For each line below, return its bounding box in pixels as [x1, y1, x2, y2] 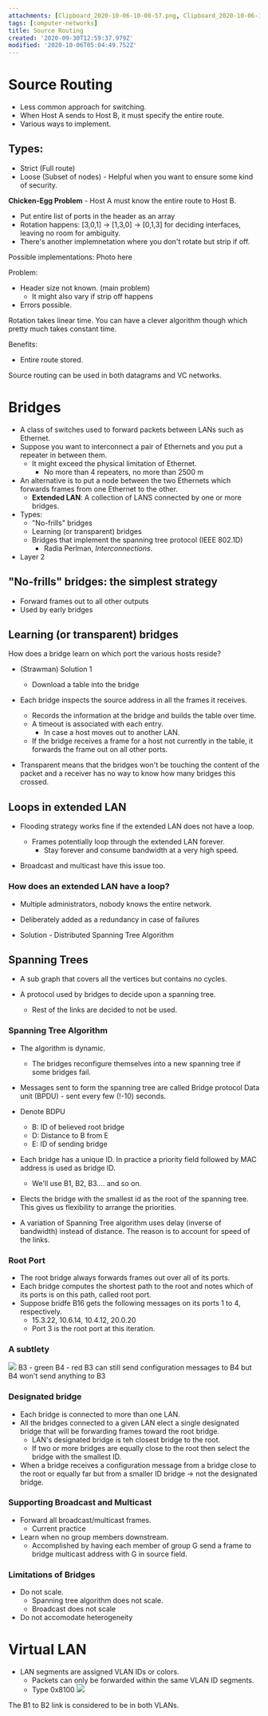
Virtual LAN [8, 1641, 87, 1659]
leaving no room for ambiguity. [19, 228, 121, 238]
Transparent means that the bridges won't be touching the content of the [19, 760, 261, 770]
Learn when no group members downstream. [19, 1532, 169, 1541]
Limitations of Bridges [8, 1569, 96, 1580]
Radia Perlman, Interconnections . [43, 544, 153, 553]
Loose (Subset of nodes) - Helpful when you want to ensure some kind [19, 172, 254, 181]
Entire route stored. [19, 354, 84, 364]
